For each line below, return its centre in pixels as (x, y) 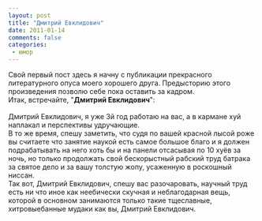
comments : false (35, 37)
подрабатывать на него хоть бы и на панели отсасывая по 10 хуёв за (125, 150)
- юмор (22, 52)
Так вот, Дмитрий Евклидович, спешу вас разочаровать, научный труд (128, 184)
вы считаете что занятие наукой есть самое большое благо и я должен (129, 142)
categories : (28, 45)
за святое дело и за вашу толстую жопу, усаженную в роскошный (120, 167)
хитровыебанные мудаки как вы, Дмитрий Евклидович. (102, 209)
